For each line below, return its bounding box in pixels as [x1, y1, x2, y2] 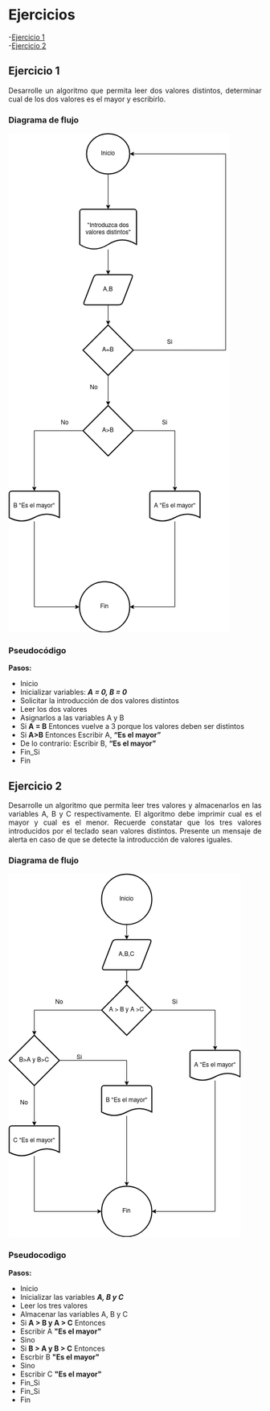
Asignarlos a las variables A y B [19, 713, 125, 722]
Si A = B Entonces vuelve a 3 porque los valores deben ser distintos [19, 722, 245, 731]
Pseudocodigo [8, 1250, 67, 1261]
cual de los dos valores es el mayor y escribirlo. [8, 94, 166, 104]
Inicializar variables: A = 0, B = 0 [19, 687, 127, 697]
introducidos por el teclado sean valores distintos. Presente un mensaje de [8, 826, 262, 836]
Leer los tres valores [19, 1301, 88, 1310]
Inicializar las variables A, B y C [19, 1292, 125, 1301]
